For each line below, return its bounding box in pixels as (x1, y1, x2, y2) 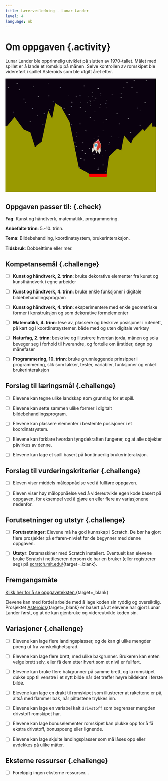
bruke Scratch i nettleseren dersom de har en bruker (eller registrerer (12, 556, 156, 562)
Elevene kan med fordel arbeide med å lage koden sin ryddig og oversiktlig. (5, 599, 161, 605)
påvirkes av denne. (12, 442, 52, 448)
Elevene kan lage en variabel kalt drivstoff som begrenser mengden (12, 705, 156, 711)
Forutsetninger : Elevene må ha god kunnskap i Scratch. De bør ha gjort (12, 529, 161, 535)
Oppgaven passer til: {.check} (5, 202, 102, 211)
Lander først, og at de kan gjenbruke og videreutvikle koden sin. (5, 610, 138, 616)
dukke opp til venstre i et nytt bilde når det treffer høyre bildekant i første (12, 674, 163, 680)
